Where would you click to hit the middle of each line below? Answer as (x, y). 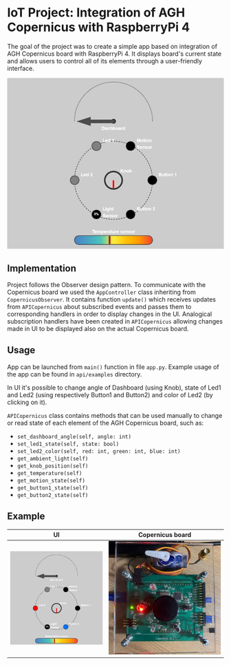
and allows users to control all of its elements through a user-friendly (105, 61)
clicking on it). (27, 402)
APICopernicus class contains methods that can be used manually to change (115, 415)
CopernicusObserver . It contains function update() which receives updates (112, 299)
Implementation (42, 268)
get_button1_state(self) (53, 488)
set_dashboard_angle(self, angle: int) (74, 436)
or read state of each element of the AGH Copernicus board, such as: (106, 423)
